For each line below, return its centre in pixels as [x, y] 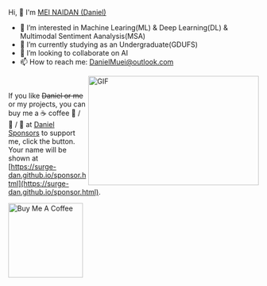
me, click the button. [42, 141]
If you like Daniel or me [46, 96]
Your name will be [38, 150]
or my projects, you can [47, 104]
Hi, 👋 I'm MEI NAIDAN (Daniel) [57, 12]
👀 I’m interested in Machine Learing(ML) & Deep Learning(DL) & [124, 27]
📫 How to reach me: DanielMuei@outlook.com [97, 62]
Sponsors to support [42, 133]
